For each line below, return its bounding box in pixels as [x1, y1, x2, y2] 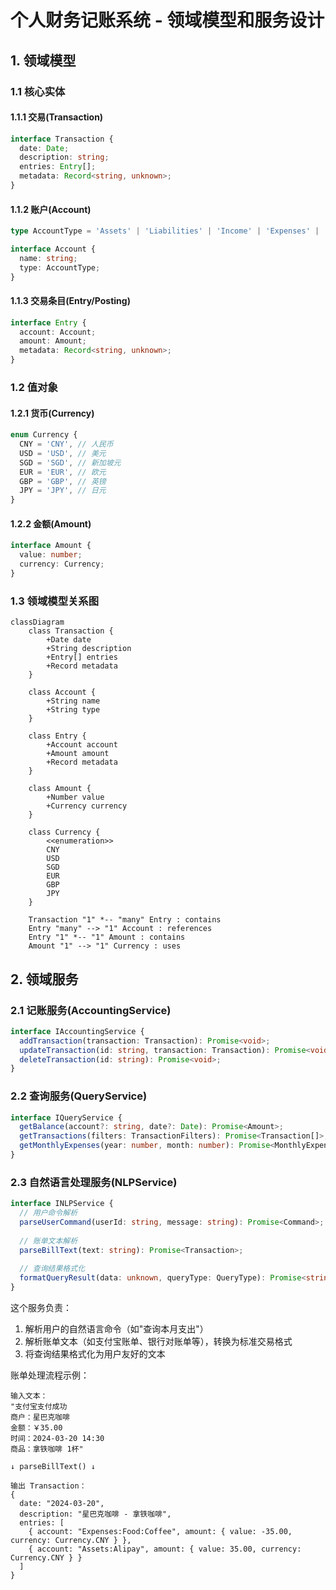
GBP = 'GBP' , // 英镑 [19, 476, 107, 486]
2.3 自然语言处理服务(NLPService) [10, 1175, 178, 1189]
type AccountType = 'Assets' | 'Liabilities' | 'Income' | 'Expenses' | [10, 226, 320, 236]
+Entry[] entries [46, 652, 118, 663]
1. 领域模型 [10, 52, 77, 69]
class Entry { [28, 731, 87, 741]
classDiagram [10, 617, 65, 628]
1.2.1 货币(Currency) [10, 407, 95, 419]
